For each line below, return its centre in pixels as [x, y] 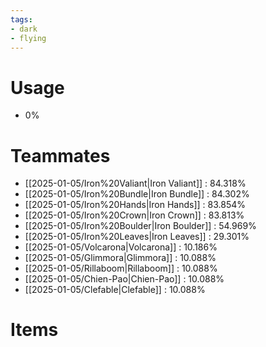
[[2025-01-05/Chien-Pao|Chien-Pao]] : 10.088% [124, 279]
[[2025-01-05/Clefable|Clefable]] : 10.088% [115, 290]
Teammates [60, 155]
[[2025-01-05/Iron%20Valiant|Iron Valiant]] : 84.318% [135, 183]
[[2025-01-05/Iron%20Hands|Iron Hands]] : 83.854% [135, 205]
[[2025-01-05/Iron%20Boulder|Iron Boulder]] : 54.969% [140, 226]
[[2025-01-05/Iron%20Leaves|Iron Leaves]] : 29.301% [137, 237]
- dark [24, 29]
